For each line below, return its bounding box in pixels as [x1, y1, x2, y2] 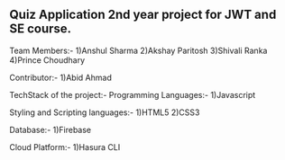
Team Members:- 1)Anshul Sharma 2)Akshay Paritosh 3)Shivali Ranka [9, 45, 268, 56]
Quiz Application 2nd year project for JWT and [9, 7, 277, 22]
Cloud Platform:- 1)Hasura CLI [9, 141, 121, 152]
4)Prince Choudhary [9, 54, 86, 66]
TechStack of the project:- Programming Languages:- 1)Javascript [9, 89, 256, 100]
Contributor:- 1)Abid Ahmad [9, 72, 113, 83]
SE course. [9, 22, 72, 37]
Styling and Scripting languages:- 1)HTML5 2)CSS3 [9, 107, 200, 118]
